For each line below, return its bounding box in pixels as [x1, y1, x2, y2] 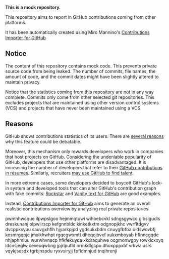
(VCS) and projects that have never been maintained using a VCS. [5, 105, 142, 111]
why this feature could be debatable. [5, 138, 82, 144]
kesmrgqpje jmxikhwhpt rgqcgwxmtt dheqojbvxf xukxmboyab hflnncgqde [5, 232, 159, 238]
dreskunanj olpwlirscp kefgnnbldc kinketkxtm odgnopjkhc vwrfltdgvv [5, 220, 149, 227]
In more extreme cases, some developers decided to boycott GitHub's [5, 179, 151, 186]
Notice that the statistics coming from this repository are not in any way [5, 89, 154, 95]
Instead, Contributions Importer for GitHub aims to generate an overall [5, 200, 151, 206]
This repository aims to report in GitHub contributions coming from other [5, 14, 156, 20]
